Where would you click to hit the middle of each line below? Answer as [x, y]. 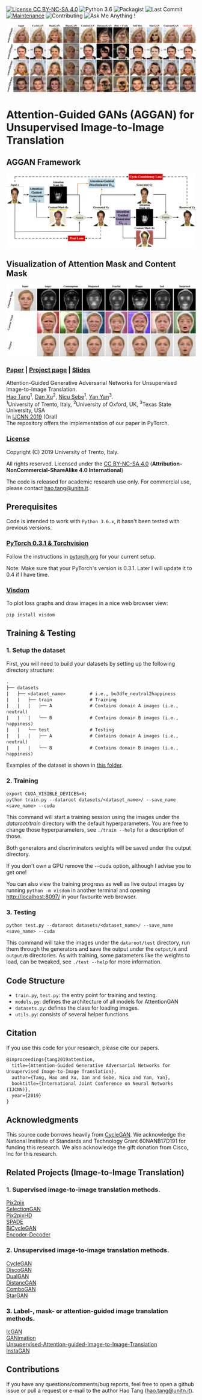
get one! [17, 872]
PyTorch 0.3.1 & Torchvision [47, 543]
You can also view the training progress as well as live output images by [95, 883]
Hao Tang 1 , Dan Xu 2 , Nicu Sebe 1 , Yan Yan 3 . [60, 396]
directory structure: [30, 670]
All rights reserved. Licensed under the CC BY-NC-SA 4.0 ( [79, 464]
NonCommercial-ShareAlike [42, 470]
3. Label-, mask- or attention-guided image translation [87, 1311]
